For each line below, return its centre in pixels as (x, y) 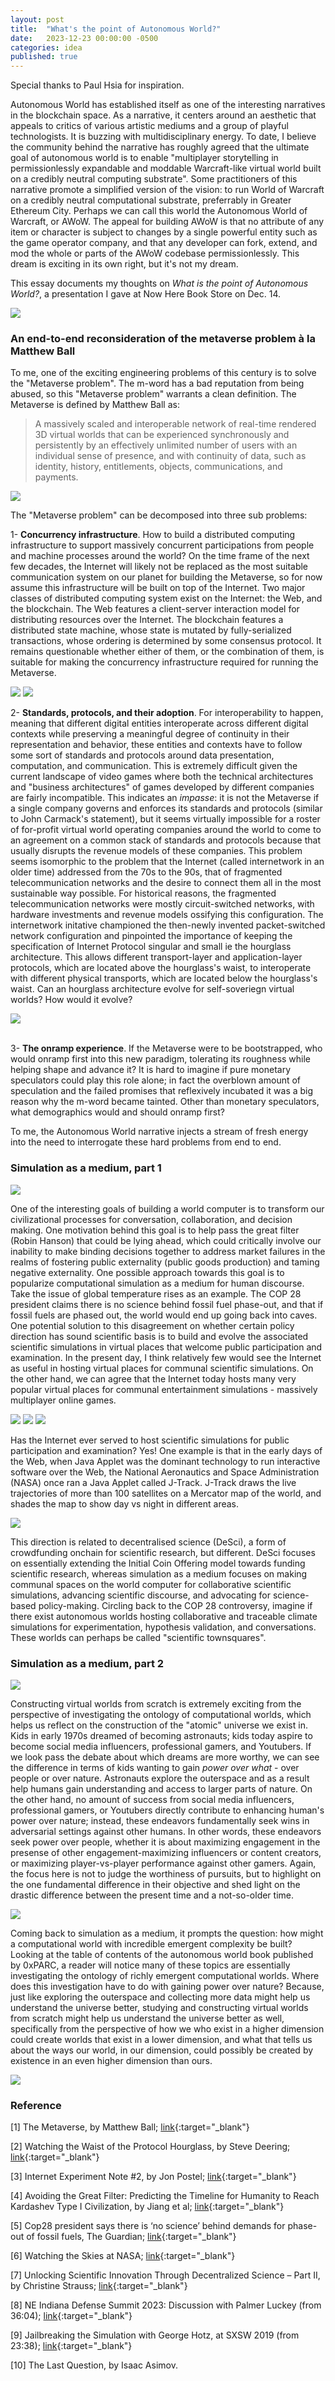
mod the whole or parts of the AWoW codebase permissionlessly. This (155, 253)
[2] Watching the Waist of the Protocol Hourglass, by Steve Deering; (150, 2147)
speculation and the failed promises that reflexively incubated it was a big (162, 1091)
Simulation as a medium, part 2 (87, 1663)
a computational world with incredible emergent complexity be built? (151, 1944)
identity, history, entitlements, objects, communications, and (158, 467)
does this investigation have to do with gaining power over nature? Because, (167, 1987)
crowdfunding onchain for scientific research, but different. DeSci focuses (163, 1552)
